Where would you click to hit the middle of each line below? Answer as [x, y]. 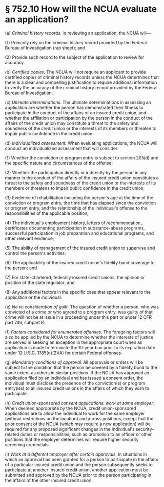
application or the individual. [33, 297]
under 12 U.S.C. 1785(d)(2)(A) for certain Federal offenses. [64, 353]
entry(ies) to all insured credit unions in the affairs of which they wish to [77, 388]
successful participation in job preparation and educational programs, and [80, 233]
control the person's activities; [36, 253]
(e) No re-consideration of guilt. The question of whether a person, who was [82, 307]
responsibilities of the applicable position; [47, 213]
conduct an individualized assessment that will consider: [62, 148]
